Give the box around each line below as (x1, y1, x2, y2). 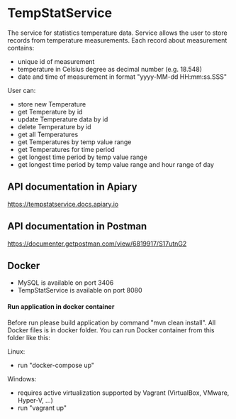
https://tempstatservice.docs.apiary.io (7, 200, 119, 208)
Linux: (7, 347, 26, 356)
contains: (7, 43, 35, 52)
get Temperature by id (17, 107, 83, 116)
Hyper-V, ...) (17, 396, 53, 404)
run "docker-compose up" (17, 361, 94, 369)
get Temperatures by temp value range (17, 137, 132, 146)
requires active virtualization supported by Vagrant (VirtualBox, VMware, (17, 388, 230, 397)
